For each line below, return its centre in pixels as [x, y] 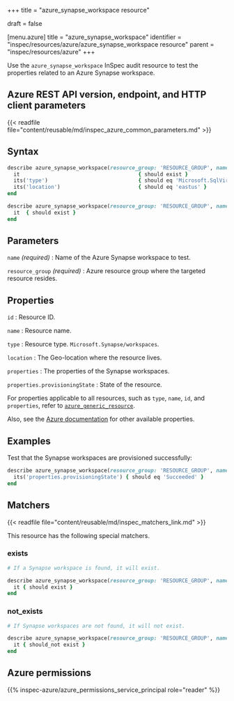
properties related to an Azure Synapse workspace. [81, 73]
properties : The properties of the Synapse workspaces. [88, 371]
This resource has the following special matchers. [78, 535]
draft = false [25, 23]
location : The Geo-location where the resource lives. [85, 357]
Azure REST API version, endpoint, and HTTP [107, 94]
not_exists [25, 611]
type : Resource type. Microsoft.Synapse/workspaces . [83, 344]
